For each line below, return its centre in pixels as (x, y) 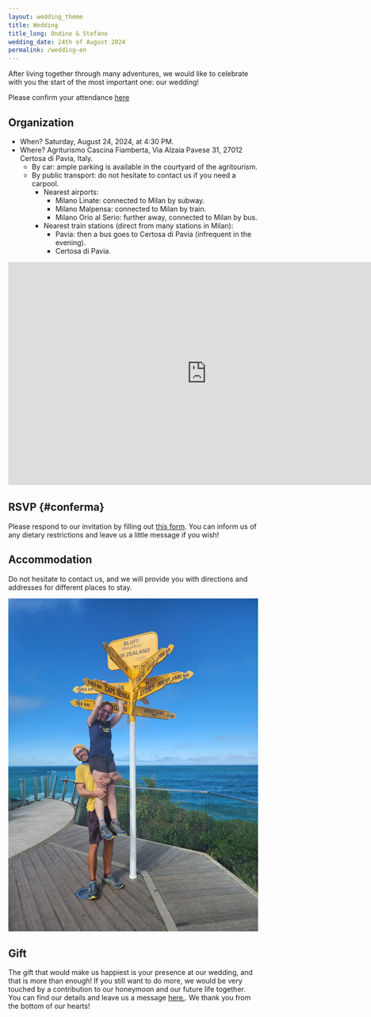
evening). (71, 243)
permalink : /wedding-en (48, 50)
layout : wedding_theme (46, 17)
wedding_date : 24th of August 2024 (67, 42)
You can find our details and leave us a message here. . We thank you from (130, 998)
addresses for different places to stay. (70, 587)
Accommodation (50, 560)
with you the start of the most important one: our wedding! (104, 82)
